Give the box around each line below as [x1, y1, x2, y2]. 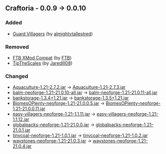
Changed [5, 73, 29, 80]
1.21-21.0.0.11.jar [12, 106, 46, 112]
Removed [5, 43, 29, 50]
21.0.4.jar [12, 143, 32, 149]
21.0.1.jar [12, 127, 31, 133]
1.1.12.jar [12, 116, 29, 123]
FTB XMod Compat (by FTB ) [12, 55, 72, 61]
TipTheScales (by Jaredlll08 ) [12, 60, 73, 66]
